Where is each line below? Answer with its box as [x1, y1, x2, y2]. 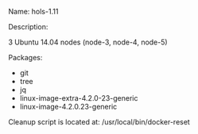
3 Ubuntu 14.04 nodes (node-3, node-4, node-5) [8, 37, 169, 47]
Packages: [8, 53, 43, 62]
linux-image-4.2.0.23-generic [19, 102, 118, 111]
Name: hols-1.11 [8, 7, 59, 16]
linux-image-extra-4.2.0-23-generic [19, 94, 138, 102]
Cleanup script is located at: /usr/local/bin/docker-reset [8, 117, 191, 126]
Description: [8, 22, 49, 31]
